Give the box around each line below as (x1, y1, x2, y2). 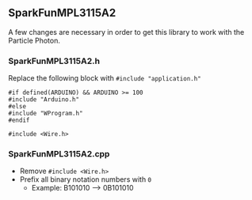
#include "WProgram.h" (8, 110, 83, 118)
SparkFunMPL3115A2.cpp (8, 149, 110, 160)
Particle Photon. (8, 36, 61, 45)
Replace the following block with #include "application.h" (8, 74, 202, 83)
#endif (8, 116, 30, 125)
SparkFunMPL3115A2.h (8, 55, 101, 66)
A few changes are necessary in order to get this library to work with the (8, 27, 245, 36)
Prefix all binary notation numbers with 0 (19, 175, 152, 184)
